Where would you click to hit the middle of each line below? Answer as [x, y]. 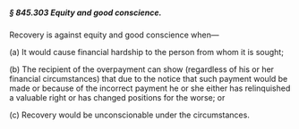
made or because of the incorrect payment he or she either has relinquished [150, 88]
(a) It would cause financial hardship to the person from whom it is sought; [147, 52]
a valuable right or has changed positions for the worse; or [117, 97]
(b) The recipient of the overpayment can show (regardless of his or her [142, 69]
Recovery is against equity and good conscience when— [114, 35]
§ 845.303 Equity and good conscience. [85, 12]
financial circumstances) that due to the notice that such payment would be [149, 78]
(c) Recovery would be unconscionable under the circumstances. [130, 115]
